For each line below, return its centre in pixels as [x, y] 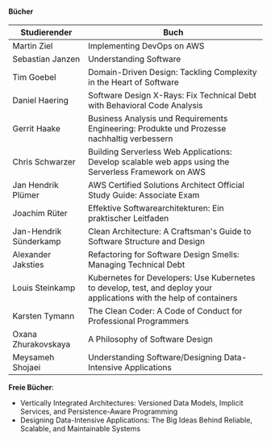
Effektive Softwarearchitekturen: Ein [156, 208]
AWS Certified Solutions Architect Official [166, 185]
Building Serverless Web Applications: [160, 152]
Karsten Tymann [44, 316]
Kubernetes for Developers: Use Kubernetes [172, 278]
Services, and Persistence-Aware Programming [99, 412]
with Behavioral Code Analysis [146, 106]
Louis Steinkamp [44, 288]
